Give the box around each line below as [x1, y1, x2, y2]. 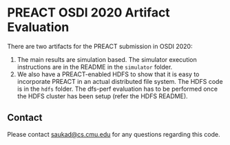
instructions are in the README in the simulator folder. [17, 63, 173, 71]
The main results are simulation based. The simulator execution [17, 55, 198, 63]
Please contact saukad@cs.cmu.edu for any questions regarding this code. [7, 130, 220, 138]
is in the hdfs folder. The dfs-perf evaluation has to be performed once [17, 85, 218, 93]
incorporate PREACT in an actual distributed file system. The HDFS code [17, 77, 223, 85]
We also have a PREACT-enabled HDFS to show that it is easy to [17, 70, 200, 78]
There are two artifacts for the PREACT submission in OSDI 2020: [7, 42, 193, 50]
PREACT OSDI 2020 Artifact [7, 5, 170, 21]
